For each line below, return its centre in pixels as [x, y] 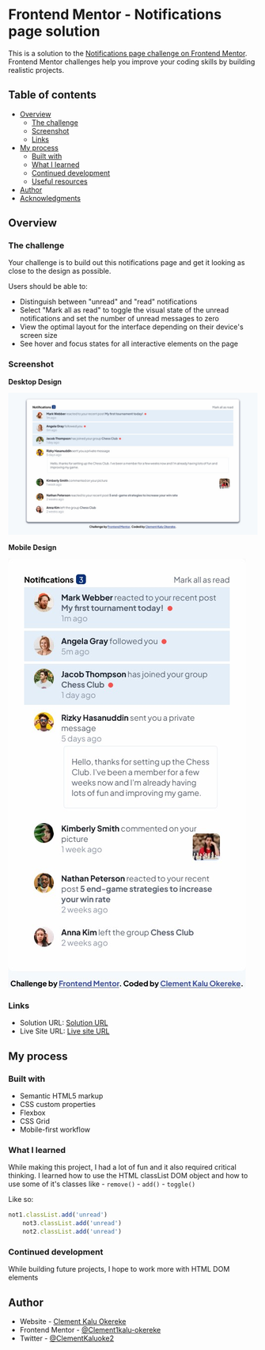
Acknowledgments [50, 198]
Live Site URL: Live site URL [64, 1031]
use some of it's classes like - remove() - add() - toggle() [102, 1184]
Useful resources [60, 181]
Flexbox [32, 1113]
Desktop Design [35, 381]
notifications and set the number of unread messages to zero [119, 319]
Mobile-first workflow [55, 1130]
